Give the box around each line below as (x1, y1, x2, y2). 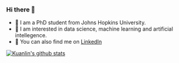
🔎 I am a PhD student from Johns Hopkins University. (14, 19, 146, 26)
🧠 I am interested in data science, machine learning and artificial (14, 25, 174, 32)
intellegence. (14, 32, 47, 39)
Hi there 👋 (6, 5, 36, 14)
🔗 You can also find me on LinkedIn (14, 38, 102, 46)
